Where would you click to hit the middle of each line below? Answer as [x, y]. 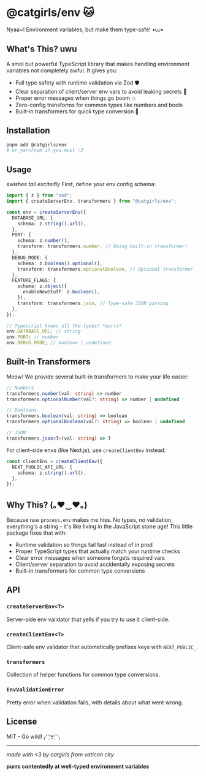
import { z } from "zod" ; [39, 195]
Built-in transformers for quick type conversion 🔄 [77, 111]
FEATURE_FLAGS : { [34, 281]
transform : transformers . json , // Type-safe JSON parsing [93, 303]
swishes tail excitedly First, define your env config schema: [81, 184]
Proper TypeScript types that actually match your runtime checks [97, 551]
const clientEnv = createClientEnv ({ [55, 461]
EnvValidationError [35, 690]
